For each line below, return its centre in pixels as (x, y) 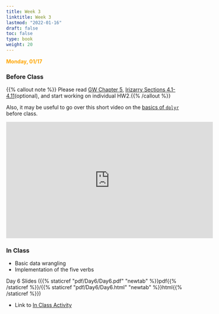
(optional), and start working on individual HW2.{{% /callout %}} (93, 96)
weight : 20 (19, 45)
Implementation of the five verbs (54, 270)
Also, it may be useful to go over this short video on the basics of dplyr (93, 108)
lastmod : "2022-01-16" (34, 22)
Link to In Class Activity (43, 305)
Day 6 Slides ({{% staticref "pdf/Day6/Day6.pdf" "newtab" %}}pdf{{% (91, 281)
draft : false (22, 28)
